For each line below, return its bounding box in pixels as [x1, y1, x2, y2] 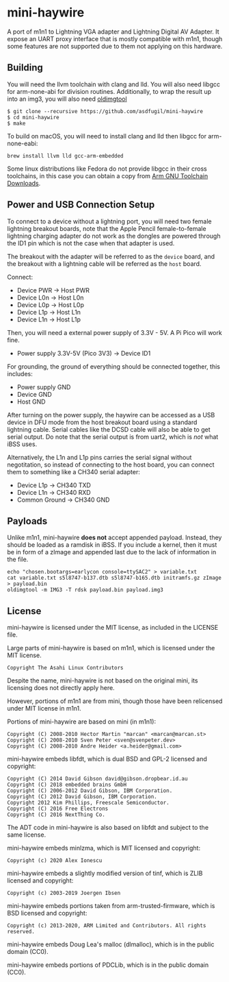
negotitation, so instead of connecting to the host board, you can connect [7, 461, 215, 469]
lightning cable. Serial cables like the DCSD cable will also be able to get [7, 425, 211, 433]
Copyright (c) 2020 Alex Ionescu [7, 857, 103, 864]
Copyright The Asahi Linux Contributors [7, 665, 124, 672]
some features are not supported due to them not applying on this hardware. [7, 42, 223, 50]
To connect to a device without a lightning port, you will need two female [7, 217, 212, 225]
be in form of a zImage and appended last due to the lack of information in [7, 548, 217, 556]
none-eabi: [7, 139, 38, 147]
